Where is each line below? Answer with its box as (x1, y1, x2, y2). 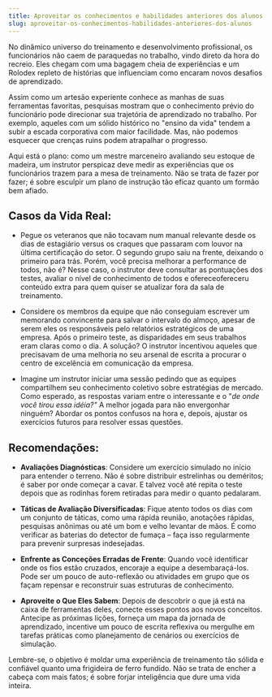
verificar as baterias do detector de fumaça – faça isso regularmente (19, 530, 250, 540)
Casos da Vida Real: (8, 209, 112, 223)
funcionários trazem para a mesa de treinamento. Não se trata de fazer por (8, 168, 260, 178)
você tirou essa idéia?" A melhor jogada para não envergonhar (19, 400, 231, 410)
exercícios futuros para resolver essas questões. (19, 418, 183, 427)
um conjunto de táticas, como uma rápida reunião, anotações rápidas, (19, 513, 255, 522)
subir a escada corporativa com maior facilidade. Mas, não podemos (8, 127, 239, 136)
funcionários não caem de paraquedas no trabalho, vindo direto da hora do (8, 50, 260, 60)
